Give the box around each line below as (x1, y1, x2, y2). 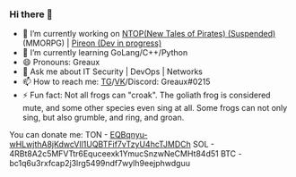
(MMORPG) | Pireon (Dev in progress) (22, 38, 162, 48)
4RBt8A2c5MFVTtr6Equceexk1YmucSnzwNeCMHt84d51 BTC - (9, 148, 242, 159)
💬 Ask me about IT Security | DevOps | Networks (22, 66, 204, 77)
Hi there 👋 (9, 8, 54, 21)
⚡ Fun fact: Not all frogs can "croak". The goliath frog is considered (22, 89, 271, 101)
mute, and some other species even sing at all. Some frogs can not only (22, 103, 288, 114)
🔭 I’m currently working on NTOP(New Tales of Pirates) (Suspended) (22, 29, 276, 39)
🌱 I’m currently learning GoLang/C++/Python (22, 47, 188, 58)
